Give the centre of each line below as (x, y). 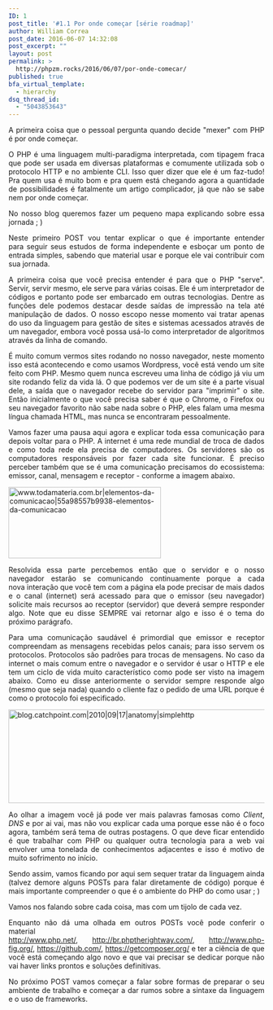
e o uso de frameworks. (48, 999)
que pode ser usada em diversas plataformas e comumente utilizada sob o (136, 163)
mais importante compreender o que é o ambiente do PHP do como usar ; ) (134, 891)
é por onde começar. (43, 138)
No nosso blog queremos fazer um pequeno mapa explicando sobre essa (136, 213)
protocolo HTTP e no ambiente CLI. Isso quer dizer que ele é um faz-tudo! (136, 172)
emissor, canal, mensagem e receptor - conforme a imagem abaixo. (122, 476)
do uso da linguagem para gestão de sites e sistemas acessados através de (136, 323)
